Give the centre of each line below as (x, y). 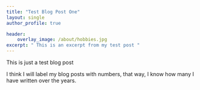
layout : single (26, 18)
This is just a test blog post (40, 62)
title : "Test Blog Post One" (43, 12)
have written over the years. (41, 80)
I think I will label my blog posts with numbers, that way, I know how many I (100, 74)
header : (16, 34)
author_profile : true (34, 23)
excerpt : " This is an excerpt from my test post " (73, 45)
